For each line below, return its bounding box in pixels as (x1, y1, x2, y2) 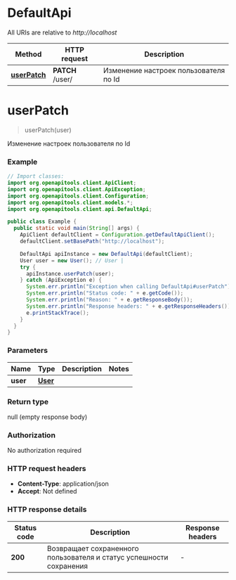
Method (15, 49, 42, 59)
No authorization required (7, 446, 82, 455)
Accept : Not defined (17, 487, 77, 496)
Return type (7, 397, 49, 406)
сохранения (46, 561, 88, 571)
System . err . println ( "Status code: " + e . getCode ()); (25, 290, 184, 297)
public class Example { (7, 218, 77, 226)
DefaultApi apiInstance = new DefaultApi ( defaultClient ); (20, 250, 193, 257)
